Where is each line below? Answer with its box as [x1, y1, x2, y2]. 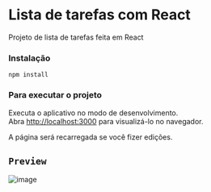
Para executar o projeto [8, 90, 103, 101]
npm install [8, 71, 49, 79]
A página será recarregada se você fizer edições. [8, 131, 173, 142]
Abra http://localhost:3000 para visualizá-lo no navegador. [8, 116, 204, 126]
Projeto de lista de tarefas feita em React [8, 32, 144, 42]
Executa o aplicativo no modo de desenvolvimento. [8, 107, 179, 118]
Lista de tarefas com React [8, 6, 192, 24]
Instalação [8, 52, 51, 64]
